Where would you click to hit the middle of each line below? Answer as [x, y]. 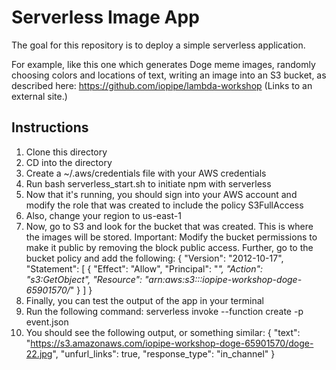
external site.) [39, 96]
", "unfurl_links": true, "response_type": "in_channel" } [164, 353]
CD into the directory [69, 162]
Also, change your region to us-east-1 [103, 215]
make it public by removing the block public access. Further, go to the [169, 247]
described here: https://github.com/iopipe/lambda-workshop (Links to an [162, 85]
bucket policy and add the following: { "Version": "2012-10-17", [154, 258]
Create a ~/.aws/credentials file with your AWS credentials [146, 173]
